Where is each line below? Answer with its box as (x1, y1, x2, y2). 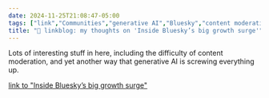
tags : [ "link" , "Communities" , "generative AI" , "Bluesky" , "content (8, 19, 231, 27)
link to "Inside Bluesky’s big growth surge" (8, 80, 148, 90)
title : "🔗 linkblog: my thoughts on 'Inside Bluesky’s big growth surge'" (8, 26, 263, 34)
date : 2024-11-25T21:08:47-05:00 (8, 11, 120, 20)
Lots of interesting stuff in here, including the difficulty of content (8, 49, 223, 58)
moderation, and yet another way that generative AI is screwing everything (8, 57, 255, 66)
